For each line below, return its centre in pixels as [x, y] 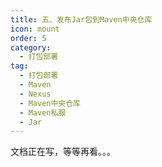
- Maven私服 [43, 112]
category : [31, 47]
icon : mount [35, 29]
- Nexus [35, 94]
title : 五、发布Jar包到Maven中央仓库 [81, 19]
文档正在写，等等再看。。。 [63, 152]
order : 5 [28, 38]
